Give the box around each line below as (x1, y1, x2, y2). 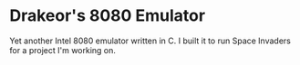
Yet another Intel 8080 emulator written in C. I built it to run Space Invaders (9, 35, 292, 46)
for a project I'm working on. (9, 44, 117, 55)
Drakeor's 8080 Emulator (9, 5, 206, 26)
